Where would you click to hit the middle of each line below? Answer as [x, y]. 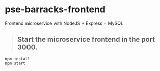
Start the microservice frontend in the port [86, 39]
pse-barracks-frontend [55, 9]
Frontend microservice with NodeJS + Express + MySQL [64, 23]
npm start [15, 63]
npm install [17, 59]
